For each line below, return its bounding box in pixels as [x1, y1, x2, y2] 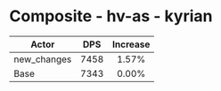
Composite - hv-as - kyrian [9, 6, 213, 27]
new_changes [13, 53, 72, 65]
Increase [112, 38, 151, 50]
